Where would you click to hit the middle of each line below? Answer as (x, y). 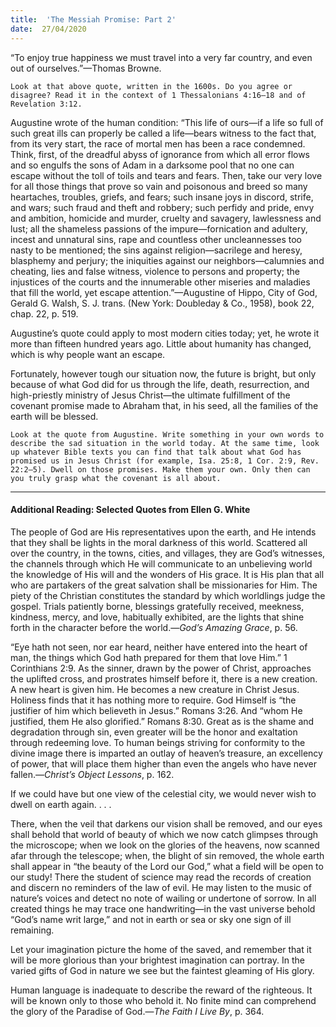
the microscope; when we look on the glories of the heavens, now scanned (165, 845)
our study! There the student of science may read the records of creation (161, 877)
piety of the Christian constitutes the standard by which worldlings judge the (168, 595)
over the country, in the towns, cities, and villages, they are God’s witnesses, (168, 553)
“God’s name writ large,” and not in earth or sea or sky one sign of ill (151, 919)
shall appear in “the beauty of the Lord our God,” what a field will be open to (167, 866)
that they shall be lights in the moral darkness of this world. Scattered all (159, 542)
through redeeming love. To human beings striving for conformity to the (158, 742)
